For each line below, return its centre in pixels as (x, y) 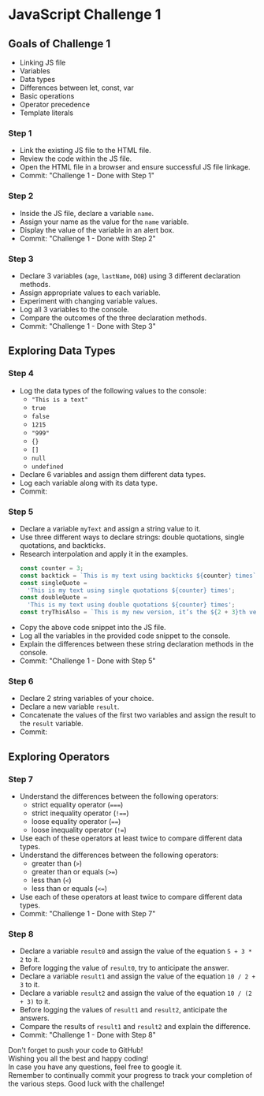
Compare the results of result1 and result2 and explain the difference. (135, 1027)
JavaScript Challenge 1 (85, 15)
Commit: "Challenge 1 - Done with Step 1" (87, 176)
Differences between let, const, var (76, 88)
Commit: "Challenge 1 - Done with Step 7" (87, 913)
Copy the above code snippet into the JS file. (93, 627)
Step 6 (21, 681)
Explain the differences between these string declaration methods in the (136, 644)
